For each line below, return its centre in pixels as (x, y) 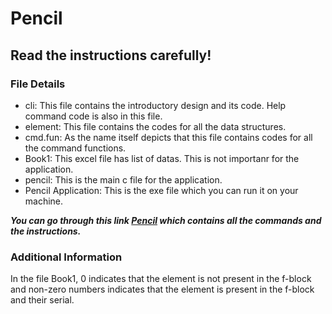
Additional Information (66, 257)
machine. (44, 201)
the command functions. (75, 148)
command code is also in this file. (93, 116)
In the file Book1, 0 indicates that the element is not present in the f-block (161, 279)
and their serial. (42, 300)
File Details (38, 84)
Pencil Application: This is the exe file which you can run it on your (161, 190)
